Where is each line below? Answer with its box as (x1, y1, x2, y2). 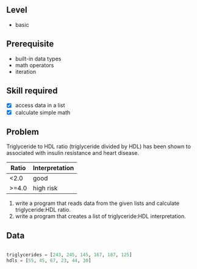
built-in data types (15, 55, 62, 62)
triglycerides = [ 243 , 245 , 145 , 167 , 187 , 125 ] (6, 252, 132, 258)
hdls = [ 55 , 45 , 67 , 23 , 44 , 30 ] (6, 257, 91, 264)
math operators (15, 61, 54, 69)
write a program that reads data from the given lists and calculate (15, 199, 180, 207)
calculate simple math (15, 109, 71, 116)
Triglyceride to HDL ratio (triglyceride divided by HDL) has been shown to (6, 143, 191, 150)
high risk (32, 184, 58, 193)
